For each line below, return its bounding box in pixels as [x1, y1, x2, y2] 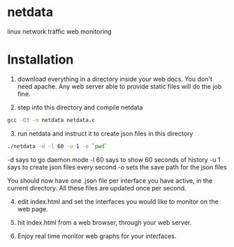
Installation [7, 52, 74, 68]
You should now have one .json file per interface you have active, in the [7, 176, 213, 185]
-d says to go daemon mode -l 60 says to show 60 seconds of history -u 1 [7, 155, 221, 164]
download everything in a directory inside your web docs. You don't [17, 75, 213, 83]
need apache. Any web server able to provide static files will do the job [17, 82, 222, 91]
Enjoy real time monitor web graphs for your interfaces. [17, 232, 177, 240]
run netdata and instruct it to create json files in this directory [17, 129, 193, 137]
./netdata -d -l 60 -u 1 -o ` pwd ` [7, 142, 108, 150]
